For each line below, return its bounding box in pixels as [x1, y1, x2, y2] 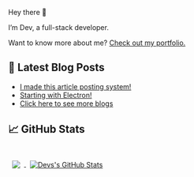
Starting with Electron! [19, 90, 92, 100]
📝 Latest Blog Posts [8, 61, 105, 74]
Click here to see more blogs [19, 99, 114, 108]
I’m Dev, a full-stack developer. [8, 23, 109, 32]
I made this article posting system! [19, 81, 132, 91]
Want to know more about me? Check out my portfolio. [8, 38, 186, 47]
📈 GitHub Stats [8, 122, 85, 136]
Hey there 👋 [8, 8, 47, 17]
